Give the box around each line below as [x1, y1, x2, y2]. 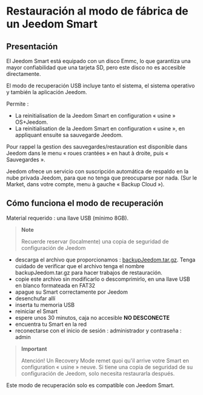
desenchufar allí [15, 294, 56, 302]
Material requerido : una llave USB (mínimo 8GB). [6, 214, 129, 221]
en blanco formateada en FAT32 [15, 282, 96, 289]
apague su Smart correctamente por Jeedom [15, 288, 128, 295]
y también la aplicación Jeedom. [6, 89, 87, 95]
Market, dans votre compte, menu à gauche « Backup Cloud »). [6, 181, 165, 187]
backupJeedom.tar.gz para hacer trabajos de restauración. [15, 269, 162, 276]
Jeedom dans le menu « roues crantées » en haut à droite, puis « [6, 150, 168, 157]
